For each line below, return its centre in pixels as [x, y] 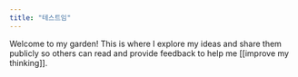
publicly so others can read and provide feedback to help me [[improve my [149, 53]
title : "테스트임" [40, 18]
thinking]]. [29, 63]
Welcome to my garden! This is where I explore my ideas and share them [145, 43]
